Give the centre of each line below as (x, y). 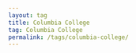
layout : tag (28, 15)
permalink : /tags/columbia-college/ (68, 37)
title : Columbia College (49, 23)
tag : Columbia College (45, 30)
